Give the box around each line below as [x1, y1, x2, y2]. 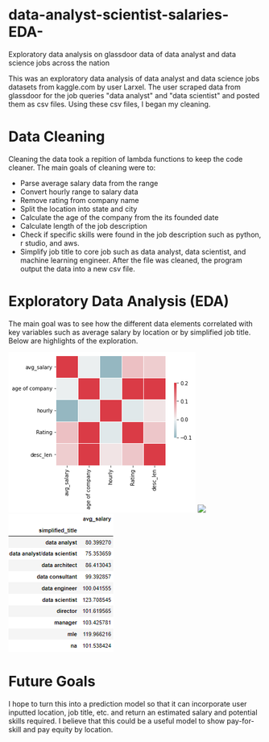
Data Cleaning [8, 127, 106, 146]
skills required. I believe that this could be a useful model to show [8, 715, 226, 726]
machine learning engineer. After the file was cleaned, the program [19, 255, 243, 265]
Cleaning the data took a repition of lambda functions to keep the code [8, 154, 243, 164]
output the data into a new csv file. [19, 263, 135, 273]
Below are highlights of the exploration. [8, 336, 139, 346]
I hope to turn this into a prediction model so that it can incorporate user [8, 698, 247, 708]
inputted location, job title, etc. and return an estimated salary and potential [8, 707, 258, 717]
